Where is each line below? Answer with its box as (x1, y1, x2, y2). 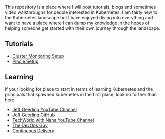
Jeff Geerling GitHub (12, 112, 55, 118)
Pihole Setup (12, 58, 39, 64)
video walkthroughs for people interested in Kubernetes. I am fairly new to (5, 9, 158, 15)
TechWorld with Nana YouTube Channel (12, 117, 94, 123)
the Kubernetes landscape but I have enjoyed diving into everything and (5, 15, 153, 20)
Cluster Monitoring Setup (12, 53, 64, 59)
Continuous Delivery (12, 127, 55, 134)
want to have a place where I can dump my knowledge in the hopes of (5, 20, 150, 26)
